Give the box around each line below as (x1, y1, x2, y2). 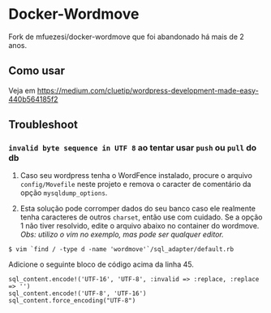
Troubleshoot (8, 118, 79, 132)
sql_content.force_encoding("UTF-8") (8, 297, 136, 305)
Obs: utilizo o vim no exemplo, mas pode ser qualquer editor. (19, 229, 225, 240)
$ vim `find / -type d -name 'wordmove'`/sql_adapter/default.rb (8, 246, 234, 254)
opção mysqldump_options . (19, 188, 108, 198)
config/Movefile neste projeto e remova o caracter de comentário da (19, 180, 252, 189)
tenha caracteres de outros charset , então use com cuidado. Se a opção (19, 212, 263, 222)
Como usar (8, 64, 66, 78)
